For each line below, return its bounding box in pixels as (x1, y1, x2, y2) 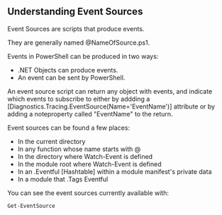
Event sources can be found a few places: (7, 123, 130, 132)
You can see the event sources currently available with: (7, 188, 169, 197)
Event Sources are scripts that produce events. (7, 24, 145, 33)
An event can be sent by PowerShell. (17, 73, 126, 82)
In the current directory (17, 137, 86, 145)
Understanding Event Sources (7, 6, 143, 18)
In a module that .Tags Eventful (17, 175, 109, 183)
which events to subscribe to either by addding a (7, 94, 150, 103)
